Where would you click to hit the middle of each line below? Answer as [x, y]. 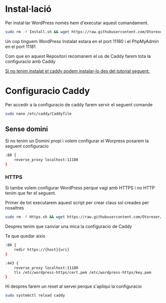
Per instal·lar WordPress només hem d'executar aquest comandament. [77, 23]
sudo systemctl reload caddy [35, 296]
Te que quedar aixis [25, 236]
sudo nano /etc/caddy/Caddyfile [38, 114]
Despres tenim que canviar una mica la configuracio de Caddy [69, 226]
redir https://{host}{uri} [42, 250]
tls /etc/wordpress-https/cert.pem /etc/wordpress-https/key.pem [83, 272]
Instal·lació [28, 9]
